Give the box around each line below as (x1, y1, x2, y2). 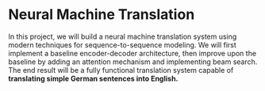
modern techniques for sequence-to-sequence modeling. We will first (8, 40, 236, 49)
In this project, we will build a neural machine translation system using (8, 32, 237, 41)
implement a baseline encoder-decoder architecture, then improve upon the (8, 48, 256, 58)
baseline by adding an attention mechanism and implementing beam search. (8, 57, 258, 66)
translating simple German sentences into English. (8, 74, 179, 83)
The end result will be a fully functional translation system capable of (8, 65, 234, 74)
